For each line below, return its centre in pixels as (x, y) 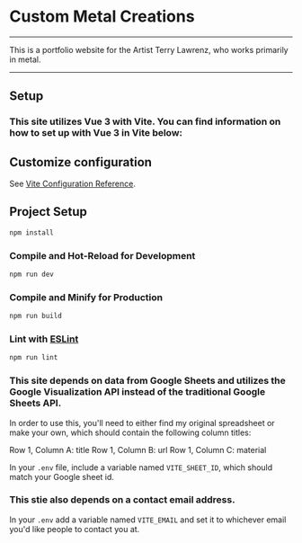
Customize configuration (81, 162)
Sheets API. (36, 404)
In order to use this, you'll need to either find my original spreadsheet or (142, 423)
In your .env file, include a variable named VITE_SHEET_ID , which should (141, 467)
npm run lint (34, 358)
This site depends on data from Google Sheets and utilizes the (147, 381)
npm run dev (31, 275)
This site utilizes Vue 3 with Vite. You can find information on (145, 121)
